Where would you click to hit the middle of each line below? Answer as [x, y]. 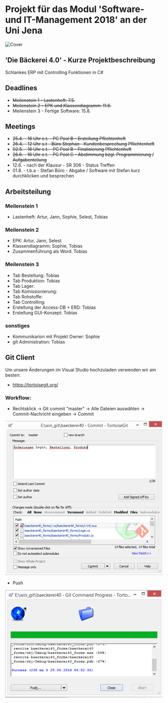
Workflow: [18, 398]
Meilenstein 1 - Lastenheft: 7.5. [44, 100]
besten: [13, 375]
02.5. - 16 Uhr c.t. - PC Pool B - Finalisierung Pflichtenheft [72, 149]
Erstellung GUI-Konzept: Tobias [45, 312]
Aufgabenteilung [29, 160]
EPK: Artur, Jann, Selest [37, 241]
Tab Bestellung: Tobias [36, 275]
